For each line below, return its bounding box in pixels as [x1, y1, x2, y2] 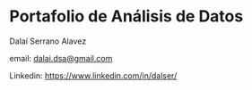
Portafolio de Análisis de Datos [9, 6, 244, 27]
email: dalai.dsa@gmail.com [9, 53, 113, 63]
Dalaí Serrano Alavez [9, 36, 87, 46]
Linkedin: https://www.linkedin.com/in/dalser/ [9, 70, 178, 81]
